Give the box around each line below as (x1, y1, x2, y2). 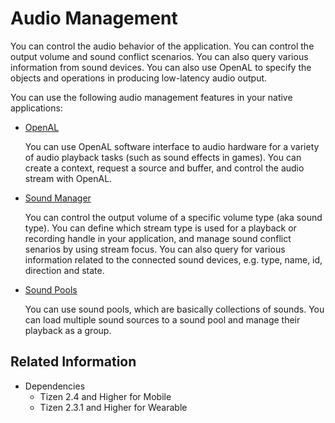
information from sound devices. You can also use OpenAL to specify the (10, 61, 312, 73)
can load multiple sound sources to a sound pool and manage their (24, 313, 301, 326)
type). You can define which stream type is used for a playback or (24, 222, 297, 234)
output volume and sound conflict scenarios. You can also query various (10, 50, 309, 62)
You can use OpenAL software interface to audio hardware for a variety (24, 140, 320, 152)
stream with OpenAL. (24, 172, 113, 184)
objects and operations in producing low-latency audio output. (10, 72, 268, 84)
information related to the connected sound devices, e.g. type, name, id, (24, 253, 323, 266)
